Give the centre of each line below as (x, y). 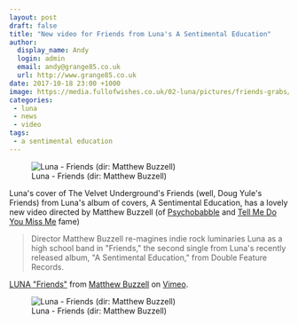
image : (21, 91)
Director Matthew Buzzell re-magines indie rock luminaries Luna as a (157, 238)
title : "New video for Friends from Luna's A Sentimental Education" (141, 34)
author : (24, 42)
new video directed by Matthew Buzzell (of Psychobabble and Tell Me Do (143, 212)
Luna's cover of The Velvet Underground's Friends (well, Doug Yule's (136, 193)
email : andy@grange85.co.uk (69, 67)
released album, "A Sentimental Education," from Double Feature (149, 257)
